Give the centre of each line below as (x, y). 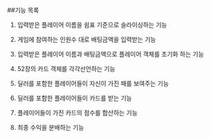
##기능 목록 (23, 10)
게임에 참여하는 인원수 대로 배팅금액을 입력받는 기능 (86, 39)
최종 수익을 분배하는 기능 (51, 127)
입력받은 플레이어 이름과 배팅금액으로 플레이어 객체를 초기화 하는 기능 (110, 54)
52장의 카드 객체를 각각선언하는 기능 (66, 69)
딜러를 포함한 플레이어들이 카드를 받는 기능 (75, 98)
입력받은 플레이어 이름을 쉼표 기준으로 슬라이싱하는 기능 (92, 25)
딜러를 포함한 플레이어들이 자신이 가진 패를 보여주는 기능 (93, 83)
